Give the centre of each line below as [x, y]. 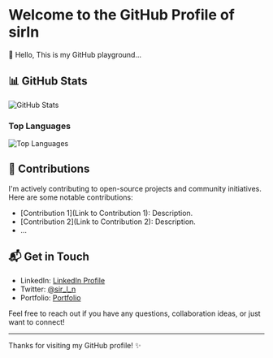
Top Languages [40, 126]
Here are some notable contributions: [71, 197]
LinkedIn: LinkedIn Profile [63, 280]
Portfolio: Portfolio [50, 297]
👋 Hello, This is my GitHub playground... [75, 54]
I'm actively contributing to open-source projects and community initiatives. [135, 188]
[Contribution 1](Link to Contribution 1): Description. [106, 213]
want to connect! [37, 321]
